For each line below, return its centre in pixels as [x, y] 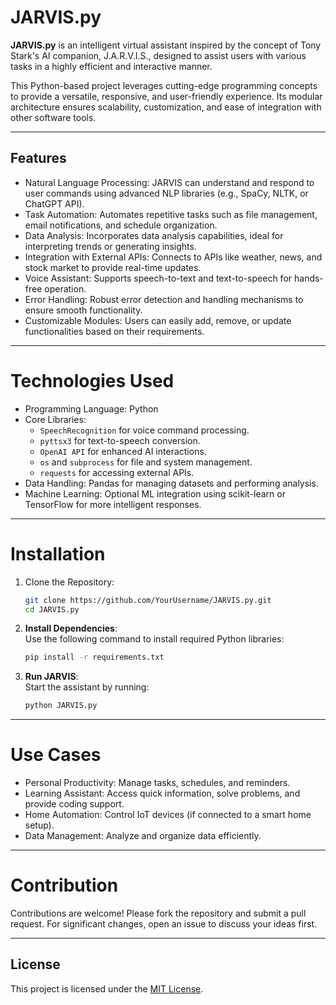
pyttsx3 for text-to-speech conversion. [120, 440]
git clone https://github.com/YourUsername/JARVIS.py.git [148, 600]
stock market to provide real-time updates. [113, 267]
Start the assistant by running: [87, 687]
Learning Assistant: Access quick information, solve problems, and [162, 793]
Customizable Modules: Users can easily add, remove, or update [158, 320]
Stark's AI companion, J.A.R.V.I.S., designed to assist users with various [158, 55]
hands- [308, 278]
